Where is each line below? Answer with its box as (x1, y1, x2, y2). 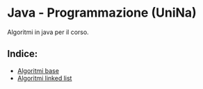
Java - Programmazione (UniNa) (7, 5, 197, 21)
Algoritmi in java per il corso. (7, 28, 89, 36)
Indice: (7, 48, 38, 60)
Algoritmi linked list (17, 74, 72, 82)
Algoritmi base (17, 66, 59, 74)
